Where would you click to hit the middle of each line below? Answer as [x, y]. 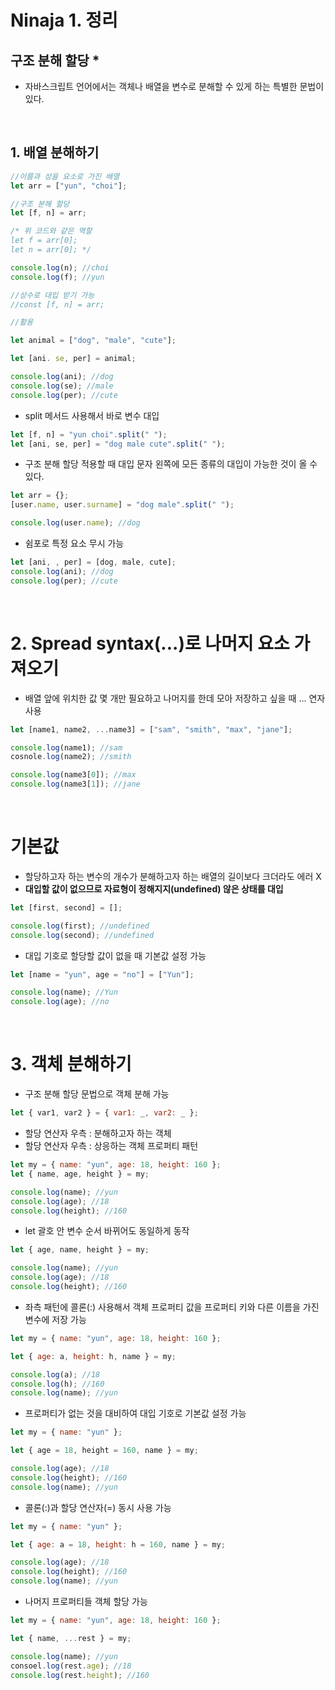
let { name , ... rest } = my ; [71, 1638]
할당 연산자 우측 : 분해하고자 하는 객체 [98, 1133]
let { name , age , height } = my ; [80, 1174]
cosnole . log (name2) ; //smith [71, 757]
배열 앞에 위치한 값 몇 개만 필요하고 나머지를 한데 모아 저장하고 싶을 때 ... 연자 [175, 698]
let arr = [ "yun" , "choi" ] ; [69, 186]
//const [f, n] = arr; [57, 304]
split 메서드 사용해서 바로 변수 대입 [92, 415]
